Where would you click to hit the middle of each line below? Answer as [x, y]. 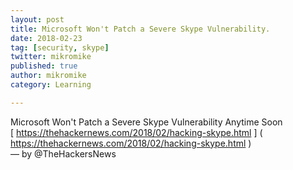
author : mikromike [48, 76]
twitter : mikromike [51, 57]
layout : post [37, 19]
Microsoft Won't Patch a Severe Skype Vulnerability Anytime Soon [146, 122]
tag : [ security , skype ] [60, 47]
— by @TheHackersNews [63, 153]
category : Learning [51, 85]
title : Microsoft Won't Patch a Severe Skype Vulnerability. [140, 29]
